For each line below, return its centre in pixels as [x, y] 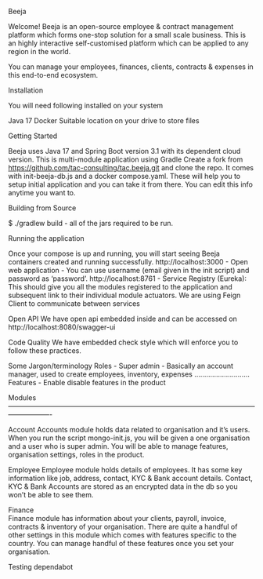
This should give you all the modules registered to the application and [120, 287]
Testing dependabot [40, 567]
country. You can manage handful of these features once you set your [121, 543]
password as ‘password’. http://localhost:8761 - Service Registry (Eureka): [128, 279]
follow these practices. [45, 351]
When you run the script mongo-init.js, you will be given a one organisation [129, 438]
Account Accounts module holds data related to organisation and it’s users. [129, 430]
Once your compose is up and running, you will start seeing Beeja [114, 253]
